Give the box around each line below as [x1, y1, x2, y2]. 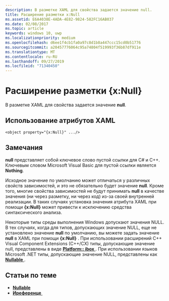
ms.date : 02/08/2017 [5, 21, 49, 27]
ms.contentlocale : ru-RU [5, 54, 58, 59]
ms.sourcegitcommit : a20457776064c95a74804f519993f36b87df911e [5, 45, 141, 50]
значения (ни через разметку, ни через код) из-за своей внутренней [5, 193, 154, 199]
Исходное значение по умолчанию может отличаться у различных [5, 177, 150, 183]
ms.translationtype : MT [5, 49, 55, 54]
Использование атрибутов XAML [5, 116, 116, 125]
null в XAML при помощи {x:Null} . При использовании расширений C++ [5, 235, 162, 241]
